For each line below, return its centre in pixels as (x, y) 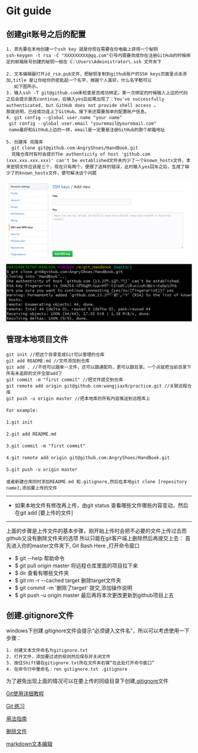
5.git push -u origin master (42, 469)
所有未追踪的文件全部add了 (34, 373)
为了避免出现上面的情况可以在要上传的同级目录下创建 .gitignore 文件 (88, 681)
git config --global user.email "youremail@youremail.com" (83, 124)
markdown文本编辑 (29, 744)
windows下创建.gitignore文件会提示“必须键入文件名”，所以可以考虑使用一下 (98, 631)
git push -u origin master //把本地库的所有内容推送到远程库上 (78, 398)
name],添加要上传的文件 (32, 488)
